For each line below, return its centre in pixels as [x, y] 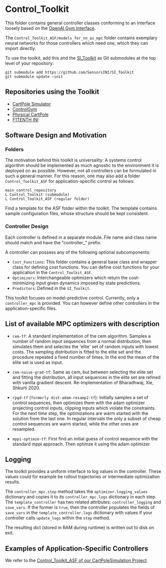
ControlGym [25, 109]
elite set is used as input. [38, 362]
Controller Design [27, 226]
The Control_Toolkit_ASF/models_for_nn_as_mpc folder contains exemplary [81, 38]
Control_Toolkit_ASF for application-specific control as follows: [70, 181]
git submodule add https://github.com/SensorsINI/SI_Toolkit [70, 72]
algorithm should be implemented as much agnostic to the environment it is [82, 165]
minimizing [23, 283]
